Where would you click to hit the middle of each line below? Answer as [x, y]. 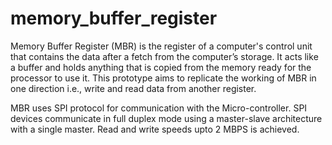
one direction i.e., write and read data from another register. [133, 88]
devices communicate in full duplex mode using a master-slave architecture [166, 118]
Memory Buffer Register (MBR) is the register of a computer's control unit [161, 46]
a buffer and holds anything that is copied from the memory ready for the [161, 67]
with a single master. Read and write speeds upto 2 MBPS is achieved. [155, 129]
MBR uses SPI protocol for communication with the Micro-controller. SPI [159, 108]
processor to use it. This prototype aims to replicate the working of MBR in [163, 78]
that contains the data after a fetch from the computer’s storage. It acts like [164, 56]
